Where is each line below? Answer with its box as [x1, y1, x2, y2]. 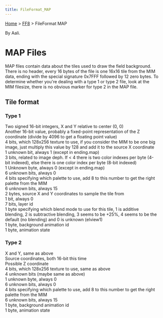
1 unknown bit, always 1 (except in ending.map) [5, 150, 100, 155]
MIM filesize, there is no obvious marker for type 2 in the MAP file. [5, 84, 138, 90]
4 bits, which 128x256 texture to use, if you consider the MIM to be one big [5, 139, 156, 145]
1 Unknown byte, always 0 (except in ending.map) [5, 165, 105, 171]
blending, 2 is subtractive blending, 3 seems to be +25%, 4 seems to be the [5, 211, 157, 217]
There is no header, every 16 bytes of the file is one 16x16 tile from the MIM [5, 68, 156, 74]
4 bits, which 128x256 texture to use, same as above [5, 266, 110, 272]
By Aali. [5, 30, 20, 36]
